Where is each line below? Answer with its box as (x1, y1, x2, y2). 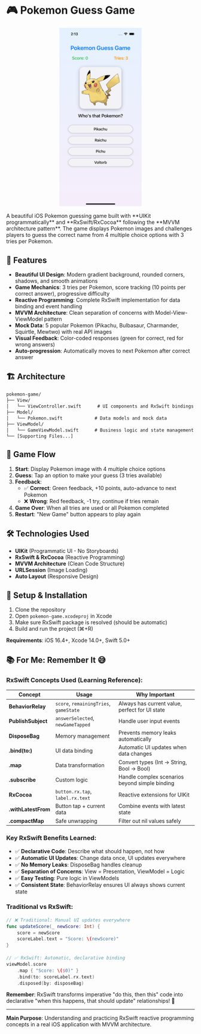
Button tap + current (55, 802, 105, 810)
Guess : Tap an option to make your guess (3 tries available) (14, 472, 163, 479)
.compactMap (8, 817, 44, 825)
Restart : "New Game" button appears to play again (14, 510, 141, 518)
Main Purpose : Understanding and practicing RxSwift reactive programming (6, 1014, 194, 1022)
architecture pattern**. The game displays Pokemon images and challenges (6, 225, 193, 232)
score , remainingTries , (55, 700, 111, 707)
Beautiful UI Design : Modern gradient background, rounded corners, (14, 271, 185, 278)
